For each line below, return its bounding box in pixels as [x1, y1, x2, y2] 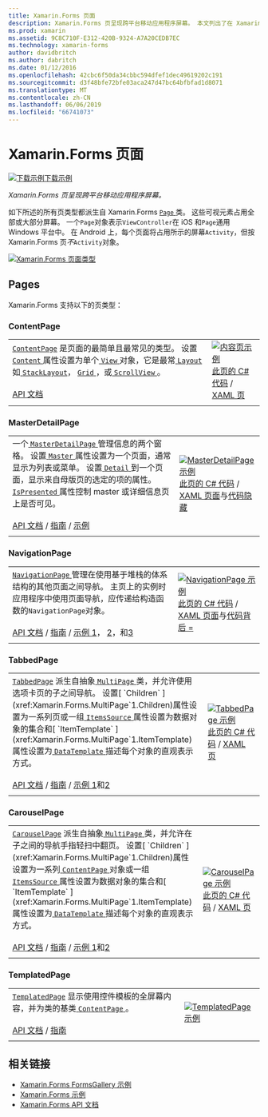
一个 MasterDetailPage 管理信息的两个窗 [12, 438, 162, 449]
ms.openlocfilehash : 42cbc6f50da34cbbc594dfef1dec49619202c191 [8, 71, 223, 79]
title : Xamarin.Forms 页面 [8, 11, 96, 20]
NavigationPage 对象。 [28, 604, 110, 616]
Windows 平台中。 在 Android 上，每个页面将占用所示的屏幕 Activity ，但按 [8, 227, 255, 237]
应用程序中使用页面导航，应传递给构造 [12, 592, 157, 604]
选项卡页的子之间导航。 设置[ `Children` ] [12, 687, 166, 698]
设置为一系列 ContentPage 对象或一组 [12, 864, 150, 876]
